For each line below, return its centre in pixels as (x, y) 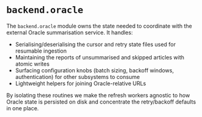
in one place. (23, 108)
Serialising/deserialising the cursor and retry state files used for (95, 44)
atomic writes (32, 64)
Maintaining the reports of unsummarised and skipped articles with (100, 57)
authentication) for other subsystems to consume (77, 77)
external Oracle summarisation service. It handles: (70, 32)
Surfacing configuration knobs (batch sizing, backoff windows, (95, 70)
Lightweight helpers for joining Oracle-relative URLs (80, 83)
